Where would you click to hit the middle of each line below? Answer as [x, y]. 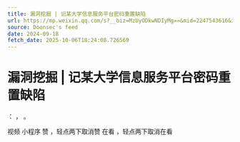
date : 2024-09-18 [33, 34]
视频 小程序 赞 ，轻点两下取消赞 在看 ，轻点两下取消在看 [90, 131]
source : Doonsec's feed [43, 27]
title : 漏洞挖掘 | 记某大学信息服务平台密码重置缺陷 [77, 14]
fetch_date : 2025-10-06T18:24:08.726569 [69, 40]
